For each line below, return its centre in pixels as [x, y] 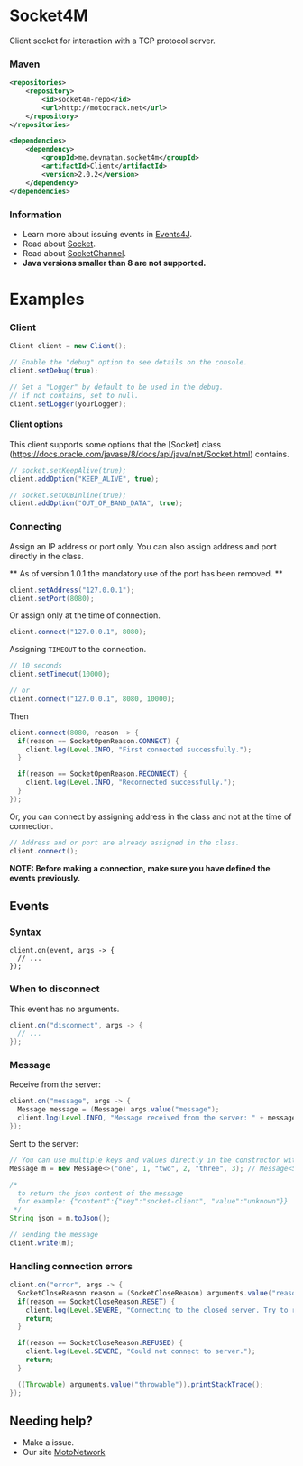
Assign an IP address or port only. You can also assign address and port [143, 546]
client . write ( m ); [42, 1243]
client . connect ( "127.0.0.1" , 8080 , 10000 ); [92, 699]
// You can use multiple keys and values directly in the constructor [145, 1160]
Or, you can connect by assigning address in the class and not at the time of [151, 816]
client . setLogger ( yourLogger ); [68, 404]
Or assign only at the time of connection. [85, 615]
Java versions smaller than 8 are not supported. [114, 263]
